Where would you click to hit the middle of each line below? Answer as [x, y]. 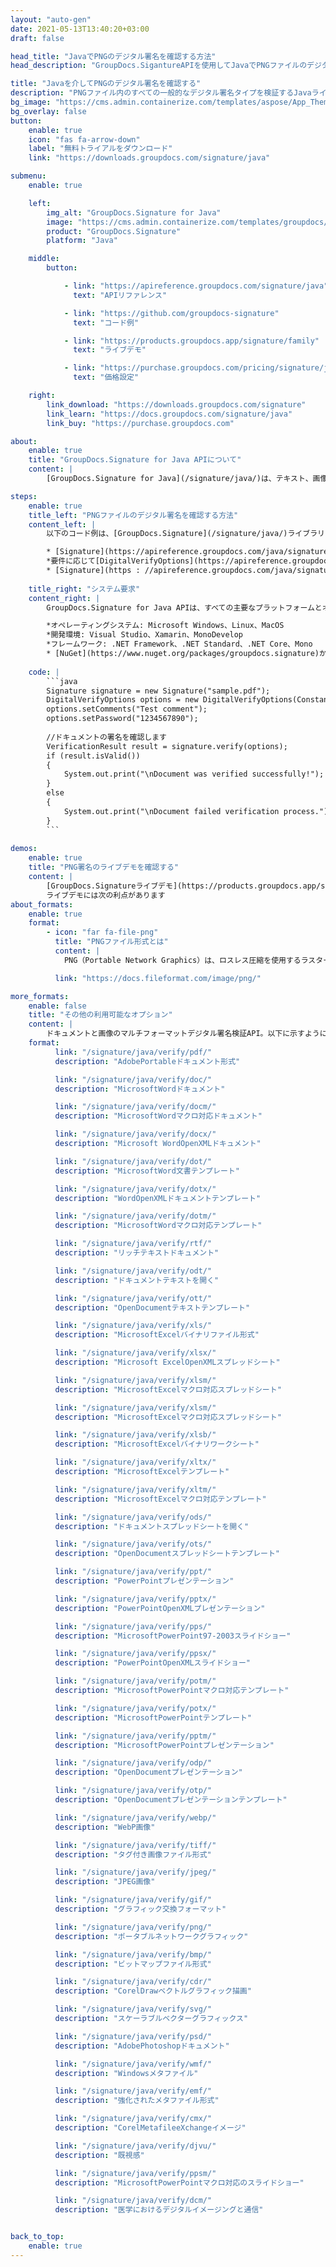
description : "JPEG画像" [105, 1882]
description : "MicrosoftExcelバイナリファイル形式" [157, 1335]
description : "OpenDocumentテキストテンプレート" [152, 1307]
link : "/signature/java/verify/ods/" [133, 1517]
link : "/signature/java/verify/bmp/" [133, 1954]
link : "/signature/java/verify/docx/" [135, 1134]
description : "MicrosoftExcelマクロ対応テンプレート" [160, 1499]
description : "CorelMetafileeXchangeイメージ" [150, 2128]
